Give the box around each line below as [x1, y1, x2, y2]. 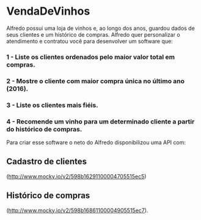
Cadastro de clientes [6, 156, 87, 167]
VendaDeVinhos [6, 4, 90, 18]
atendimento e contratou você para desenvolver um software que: [6, 37, 173, 45]
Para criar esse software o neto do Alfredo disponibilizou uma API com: [6, 139, 186, 146]
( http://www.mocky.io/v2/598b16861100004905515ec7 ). [6, 207, 148, 214]
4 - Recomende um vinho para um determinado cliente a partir [6, 117, 195, 126]
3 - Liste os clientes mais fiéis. [6, 101, 99, 109]
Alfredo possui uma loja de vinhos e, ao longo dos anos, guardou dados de [6, 24, 196, 32]
